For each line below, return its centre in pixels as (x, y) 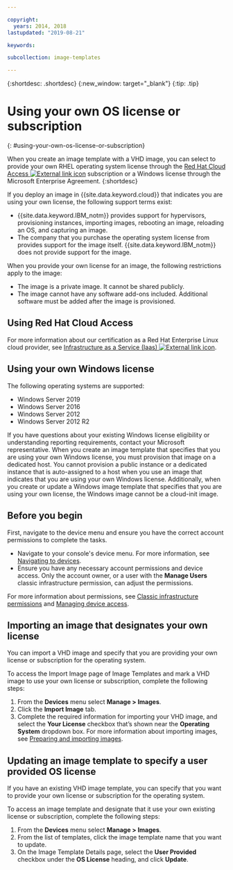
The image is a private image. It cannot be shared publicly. (101, 287)
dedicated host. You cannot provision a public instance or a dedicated (107, 464)
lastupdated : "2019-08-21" (46, 33)
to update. (32, 845)
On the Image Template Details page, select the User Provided (107, 852)
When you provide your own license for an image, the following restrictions (114, 266)
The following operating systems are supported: (76, 385)
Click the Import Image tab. (57, 710)
